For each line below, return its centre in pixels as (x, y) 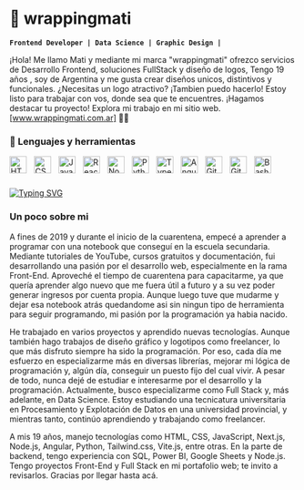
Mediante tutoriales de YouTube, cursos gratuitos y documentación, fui (142, 256)
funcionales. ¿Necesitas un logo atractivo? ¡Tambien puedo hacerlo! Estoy (148, 88)
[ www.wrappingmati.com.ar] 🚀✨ (69, 117)
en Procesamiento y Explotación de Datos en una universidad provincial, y (148, 409)
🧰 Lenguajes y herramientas (73, 141)
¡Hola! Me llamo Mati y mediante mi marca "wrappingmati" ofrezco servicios (152, 59)
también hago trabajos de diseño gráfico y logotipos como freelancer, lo (145, 342)
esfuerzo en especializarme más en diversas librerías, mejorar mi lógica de (150, 361)
